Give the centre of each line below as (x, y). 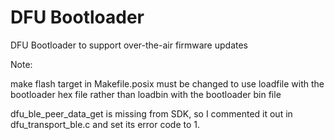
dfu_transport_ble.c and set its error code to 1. (105, 124)
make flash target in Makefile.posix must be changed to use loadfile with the (167, 83)
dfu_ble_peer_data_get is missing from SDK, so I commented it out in (151, 113)
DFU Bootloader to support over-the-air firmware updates (129, 45)
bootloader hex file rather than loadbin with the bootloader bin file (146, 94)
